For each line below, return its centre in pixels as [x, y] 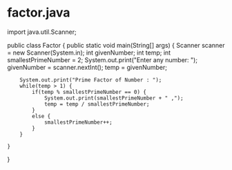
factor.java [39, 13]
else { [41, 116]
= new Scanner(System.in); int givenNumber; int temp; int [89, 53]
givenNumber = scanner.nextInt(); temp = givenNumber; [87, 67]
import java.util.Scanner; [42, 32]
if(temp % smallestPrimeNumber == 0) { [89, 92]
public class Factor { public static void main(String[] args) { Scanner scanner [116, 45]
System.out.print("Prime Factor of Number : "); [91, 80]
